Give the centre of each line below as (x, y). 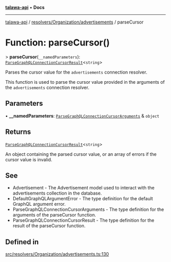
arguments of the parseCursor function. (54, 215)
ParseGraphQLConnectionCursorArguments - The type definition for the (88, 209)
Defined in (22, 242)
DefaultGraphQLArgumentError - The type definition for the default (83, 199)
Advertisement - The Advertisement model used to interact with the (83, 188)
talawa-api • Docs (25, 7)
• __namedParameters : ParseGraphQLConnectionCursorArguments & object (82, 116)
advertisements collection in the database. (57, 193)
